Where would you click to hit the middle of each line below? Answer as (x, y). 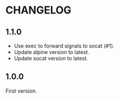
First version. (21, 91)
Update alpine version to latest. (52, 52)
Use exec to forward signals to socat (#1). (64, 46)
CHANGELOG (38, 10)
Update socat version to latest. (51, 58)
